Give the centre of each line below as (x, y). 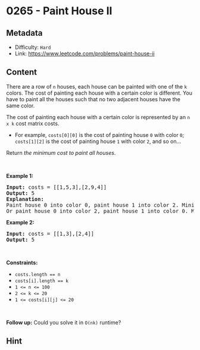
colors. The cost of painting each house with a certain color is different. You (99, 93)
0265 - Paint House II (59, 11)
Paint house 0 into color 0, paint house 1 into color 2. (93, 205)
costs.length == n (37, 274)
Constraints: (22, 262)
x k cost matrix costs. (33, 123)
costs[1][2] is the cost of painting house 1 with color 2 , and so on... (98, 141)
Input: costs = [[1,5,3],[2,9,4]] (57, 187)
